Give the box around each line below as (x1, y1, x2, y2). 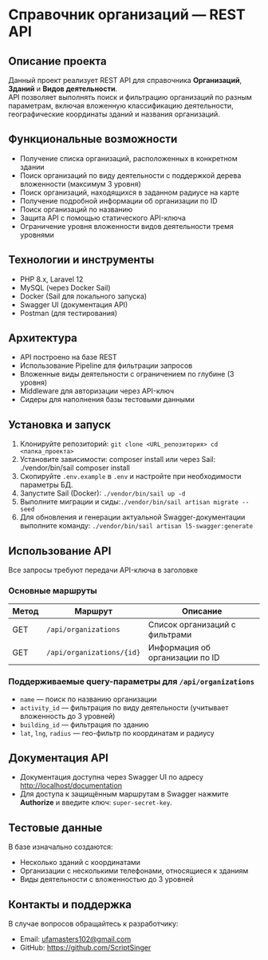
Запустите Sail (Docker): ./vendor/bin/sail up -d (19, 488, 186, 498)
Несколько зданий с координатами (19, 858, 141, 867)
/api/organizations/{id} (46, 648, 141, 658)
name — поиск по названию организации (19, 694, 157, 704)
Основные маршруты (8, 585, 97, 596)
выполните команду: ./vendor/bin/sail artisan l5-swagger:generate (19, 521, 254, 531)
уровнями (19, 230, 54, 239)
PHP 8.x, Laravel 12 (19, 274, 84, 284)
